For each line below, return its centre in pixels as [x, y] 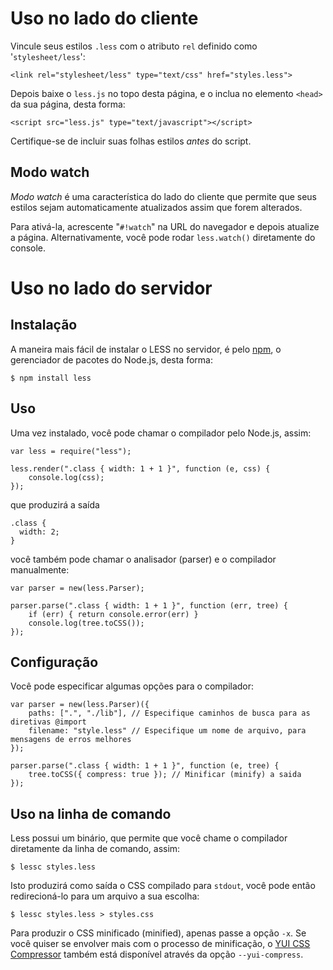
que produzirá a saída [55, 504]
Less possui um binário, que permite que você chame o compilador [149, 838]
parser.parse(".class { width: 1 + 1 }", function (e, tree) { [145, 766]
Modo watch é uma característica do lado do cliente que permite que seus [163, 196]
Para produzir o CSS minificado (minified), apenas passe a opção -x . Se [158, 933]
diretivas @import [48, 722]
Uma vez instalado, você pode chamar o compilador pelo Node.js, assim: [161, 433]
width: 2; [39, 532]
